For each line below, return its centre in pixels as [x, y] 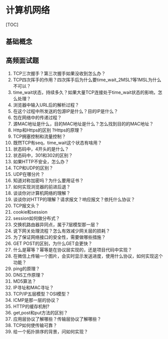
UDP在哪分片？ [29, 174]
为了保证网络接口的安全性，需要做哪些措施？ [59, 237]
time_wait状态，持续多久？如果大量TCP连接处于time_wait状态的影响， [85, 92]
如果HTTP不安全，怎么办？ [41, 162]
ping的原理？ [26, 269]
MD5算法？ [25, 281]
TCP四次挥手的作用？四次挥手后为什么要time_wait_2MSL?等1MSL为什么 [87, 80]
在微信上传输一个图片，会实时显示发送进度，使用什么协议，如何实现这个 [88, 256]
